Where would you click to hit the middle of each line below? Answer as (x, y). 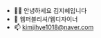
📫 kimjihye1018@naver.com (54, 27)
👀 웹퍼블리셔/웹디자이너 (46, 19)
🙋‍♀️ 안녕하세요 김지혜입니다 (50, 11)
